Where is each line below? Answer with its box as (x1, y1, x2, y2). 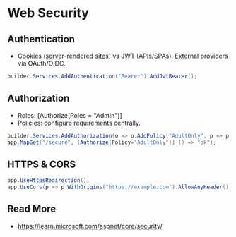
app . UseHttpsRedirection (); (7, 177, 90, 184)
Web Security (7, 5, 90, 21)
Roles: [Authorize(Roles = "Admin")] (17, 111, 122, 119)
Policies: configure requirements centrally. (17, 119, 141, 127)
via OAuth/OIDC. (17, 59, 66, 68)
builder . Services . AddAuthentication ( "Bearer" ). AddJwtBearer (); (7, 73, 198, 80)
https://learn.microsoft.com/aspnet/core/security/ (17, 221, 163, 230)
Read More (7, 203, 57, 215)
